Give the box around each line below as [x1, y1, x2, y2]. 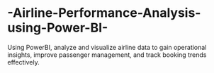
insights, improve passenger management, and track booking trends [7, 51, 207, 59]
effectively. [7, 58, 40, 66]
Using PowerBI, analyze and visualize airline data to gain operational [7, 43, 207, 51]
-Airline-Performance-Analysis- [7, 5, 201, 21]
